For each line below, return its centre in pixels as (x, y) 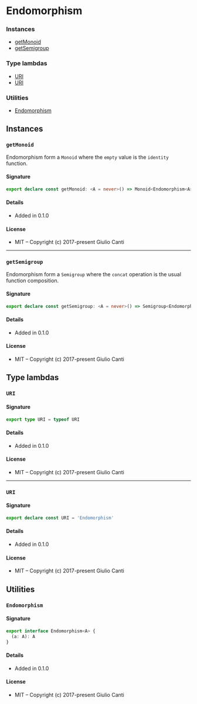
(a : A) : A (23, 636)
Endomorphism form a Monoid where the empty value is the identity (87, 157)
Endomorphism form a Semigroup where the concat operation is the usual (94, 274)
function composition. (33, 280)
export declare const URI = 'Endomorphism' (60, 518)
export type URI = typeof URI (43, 419)
